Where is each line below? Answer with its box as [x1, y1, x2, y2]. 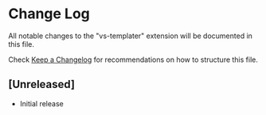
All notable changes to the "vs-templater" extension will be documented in [8, 31, 253, 40]
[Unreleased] [8, 78, 76, 91]
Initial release [19, 98, 64, 108]
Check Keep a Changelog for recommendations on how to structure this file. [8, 55, 259, 64]
